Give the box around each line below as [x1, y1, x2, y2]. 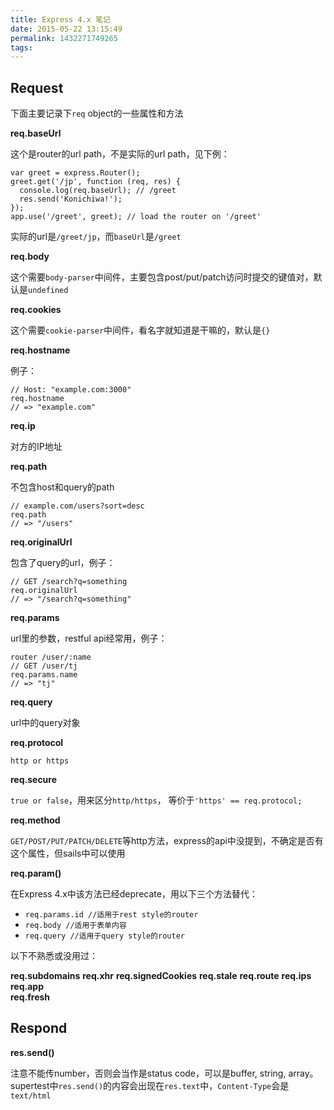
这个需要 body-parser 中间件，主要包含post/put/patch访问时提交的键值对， [10, 271, 314, 283]
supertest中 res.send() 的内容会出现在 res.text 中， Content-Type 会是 [10, 1079, 290, 1091]
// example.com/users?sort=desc [10, 501, 145, 511]
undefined [28, 286, 69, 296]
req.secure [10, 774, 58, 786]
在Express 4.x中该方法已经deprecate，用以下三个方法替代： [10, 888, 258, 900]
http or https [10, 756, 70, 766]
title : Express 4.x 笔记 [10, 14, 111, 25]
